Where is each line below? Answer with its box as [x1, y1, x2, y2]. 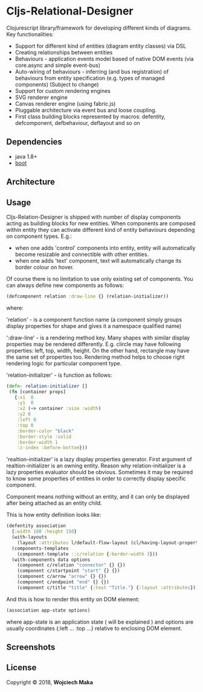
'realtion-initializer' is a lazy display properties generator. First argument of [6, 456, 192, 463]
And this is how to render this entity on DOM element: [6, 595, 140, 603]
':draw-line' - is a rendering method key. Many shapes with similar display [6, 334, 190, 341]
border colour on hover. [14, 263, 74, 271]
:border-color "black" [17, 428, 74, 434]
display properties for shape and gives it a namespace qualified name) [6, 322, 182, 330]
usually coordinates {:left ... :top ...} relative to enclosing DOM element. [6, 624, 182, 632]
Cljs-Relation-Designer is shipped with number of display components [6, 213, 181, 220]
